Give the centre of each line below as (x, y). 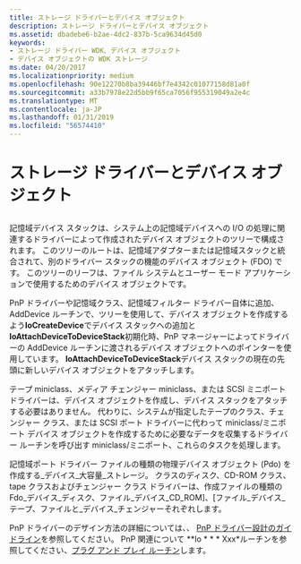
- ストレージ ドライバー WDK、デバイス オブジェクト (95, 51)
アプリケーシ (267, 272)
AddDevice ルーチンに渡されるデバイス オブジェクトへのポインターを (155, 347)
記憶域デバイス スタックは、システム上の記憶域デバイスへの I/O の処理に (143, 227)
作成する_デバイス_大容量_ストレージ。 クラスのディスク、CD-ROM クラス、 (150, 474)
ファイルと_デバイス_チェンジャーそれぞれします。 (133, 508)
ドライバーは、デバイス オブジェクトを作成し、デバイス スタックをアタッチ (149, 400)
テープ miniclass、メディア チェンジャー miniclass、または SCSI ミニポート (148, 389)
